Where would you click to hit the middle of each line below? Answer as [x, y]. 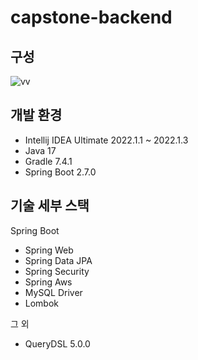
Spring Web [49, 250]
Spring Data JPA [58, 260]
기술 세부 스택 [50, 206]
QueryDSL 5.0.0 [57, 343]
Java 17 [40, 150]
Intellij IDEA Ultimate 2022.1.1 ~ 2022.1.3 [106, 140]
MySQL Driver [53, 292]
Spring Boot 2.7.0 [60, 172]
